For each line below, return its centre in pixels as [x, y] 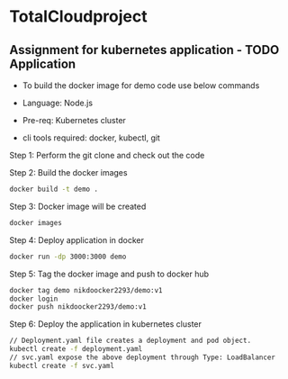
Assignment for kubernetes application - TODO [144, 50]
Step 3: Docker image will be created [78, 206]
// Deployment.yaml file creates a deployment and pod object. [130, 341]
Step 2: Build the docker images [68, 172]
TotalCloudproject [78, 17]
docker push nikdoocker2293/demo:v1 [78, 307]
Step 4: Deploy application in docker [76, 239]
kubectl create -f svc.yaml [62, 365]
